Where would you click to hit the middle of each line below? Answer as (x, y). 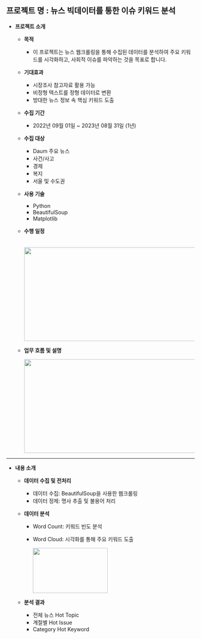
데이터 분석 (36, 513)
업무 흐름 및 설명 (42, 350)
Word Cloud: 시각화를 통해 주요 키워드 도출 (83, 539)
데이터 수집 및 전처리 (48, 480)
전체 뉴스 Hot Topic (56, 615)
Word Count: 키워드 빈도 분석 (68, 526)
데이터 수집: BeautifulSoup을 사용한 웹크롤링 (85, 493)
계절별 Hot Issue (53, 622)
